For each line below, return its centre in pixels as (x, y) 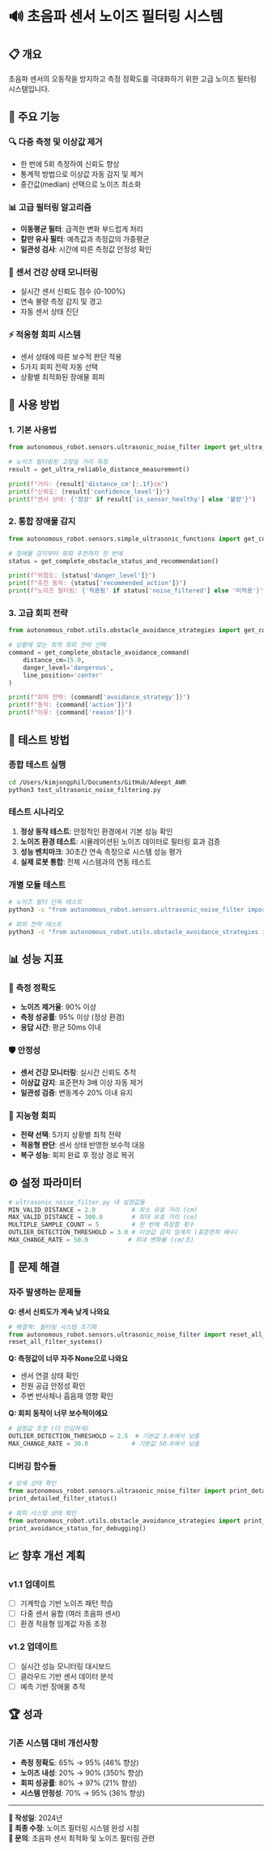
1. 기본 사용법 (33, 429)
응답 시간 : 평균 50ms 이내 (60, 1027)
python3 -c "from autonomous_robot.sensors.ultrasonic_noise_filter (126, 910)
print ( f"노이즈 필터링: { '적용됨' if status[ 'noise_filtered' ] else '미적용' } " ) (138, 591)
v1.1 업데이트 (32, 1584)
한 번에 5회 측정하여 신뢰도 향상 (70, 164)
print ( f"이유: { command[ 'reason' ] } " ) (70, 712)
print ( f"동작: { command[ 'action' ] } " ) (70, 705)
